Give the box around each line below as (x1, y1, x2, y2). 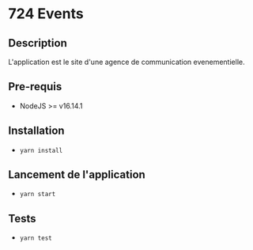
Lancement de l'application (8, 168, 146, 182)
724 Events (8, 5, 85, 23)
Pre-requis (8, 80, 62, 93)
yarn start (19, 191, 56, 199)
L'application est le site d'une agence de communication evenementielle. (8, 57, 245, 66)
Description (8, 36, 67, 50)
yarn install (19, 146, 63, 154)
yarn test (19, 234, 53, 242)
